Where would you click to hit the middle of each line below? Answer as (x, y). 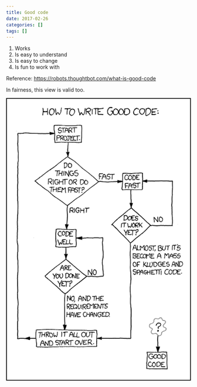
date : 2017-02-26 (27, 18)
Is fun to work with (37, 67)
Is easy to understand (41, 55)
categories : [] (25, 25)
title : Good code (27, 12)
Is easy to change (36, 61)
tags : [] (17, 31)
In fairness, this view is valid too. (45, 90)
